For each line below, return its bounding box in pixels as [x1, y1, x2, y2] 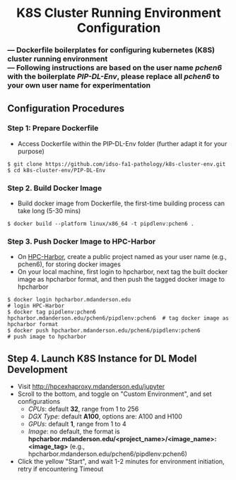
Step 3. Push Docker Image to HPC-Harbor [7, 236, 156, 246]
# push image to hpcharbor [7, 333, 87, 340]
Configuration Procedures [7, 102, 125, 114]
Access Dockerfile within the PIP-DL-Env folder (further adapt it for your [17, 139, 228, 148]
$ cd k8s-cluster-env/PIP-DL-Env [7, 167, 106, 174]
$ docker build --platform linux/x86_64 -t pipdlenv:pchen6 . [7, 220, 194, 227]
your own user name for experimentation [7, 80, 151, 90]
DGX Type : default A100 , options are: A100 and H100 [28, 412, 182, 421]
